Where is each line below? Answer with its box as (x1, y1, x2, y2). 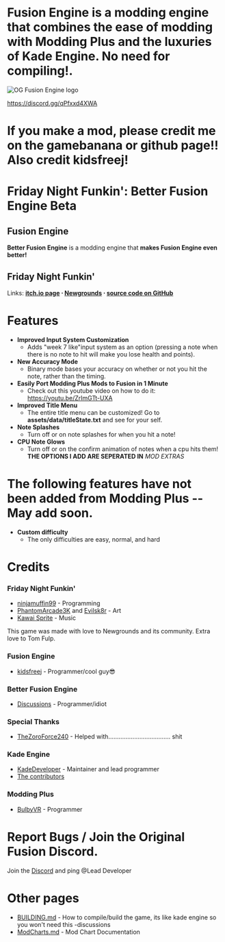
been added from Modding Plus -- (7, 491, 204, 507)
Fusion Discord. (7, 843, 98, 859)
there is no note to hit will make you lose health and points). (27, 350, 195, 358)
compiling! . (7, 63, 73, 79)
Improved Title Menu (16, 401, 78, 409)
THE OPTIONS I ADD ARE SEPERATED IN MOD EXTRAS (27, 452, 185, 460)
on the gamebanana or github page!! (7, 138, 219, 154)
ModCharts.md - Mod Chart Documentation (16, 928, 140, 936)
